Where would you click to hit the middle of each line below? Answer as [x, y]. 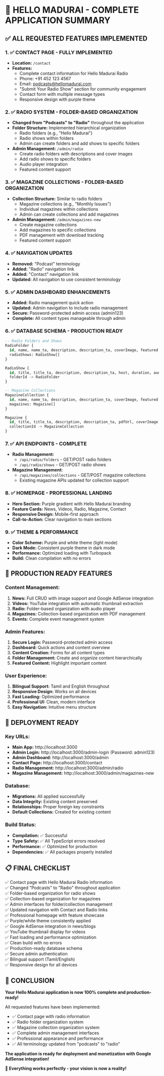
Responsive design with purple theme [57, 99]
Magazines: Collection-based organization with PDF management [79, 614]
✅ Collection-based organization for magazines [53, 899]
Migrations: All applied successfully [49, 796]
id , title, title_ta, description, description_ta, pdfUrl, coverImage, [85, 422]
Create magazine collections [48, 225]
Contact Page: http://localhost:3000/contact [57, 762]
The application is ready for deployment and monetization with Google [78, 1054]
